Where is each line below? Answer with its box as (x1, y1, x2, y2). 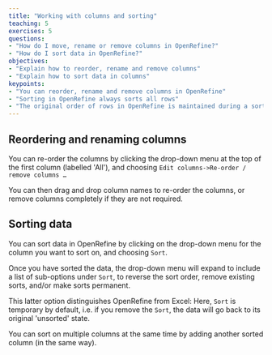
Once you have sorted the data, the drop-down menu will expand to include (8, 263, 261, 272)
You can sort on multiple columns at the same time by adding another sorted (8, 329, 264, 339)
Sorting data (8, 217, 73, 231)
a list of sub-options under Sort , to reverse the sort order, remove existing (8, 272, 255, 281)
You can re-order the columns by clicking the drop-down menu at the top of (8, 153, 261, 163)
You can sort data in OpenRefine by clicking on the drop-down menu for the (8, 238, 261, 248)
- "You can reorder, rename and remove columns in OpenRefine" (8, 87, 227, 96)
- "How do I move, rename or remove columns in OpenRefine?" (8, 42, 219, 50)
